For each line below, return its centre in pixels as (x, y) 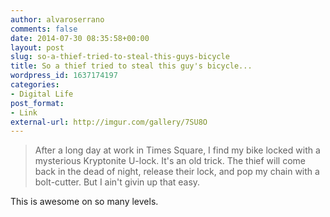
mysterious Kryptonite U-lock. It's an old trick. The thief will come (170, 161)
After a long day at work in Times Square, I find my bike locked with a (177, 150)
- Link (24, 112)
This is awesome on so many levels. (84, 202)
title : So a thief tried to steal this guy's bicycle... (131, 66)
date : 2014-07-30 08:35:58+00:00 (80, 38)
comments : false (44, 29)
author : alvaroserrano (57, 19)
